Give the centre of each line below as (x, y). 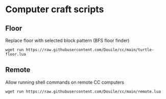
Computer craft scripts (55, 9)
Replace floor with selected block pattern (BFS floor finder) (67, 40)
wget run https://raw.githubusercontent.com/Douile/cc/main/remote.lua (83, 91)
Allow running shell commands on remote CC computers (65, 82)
